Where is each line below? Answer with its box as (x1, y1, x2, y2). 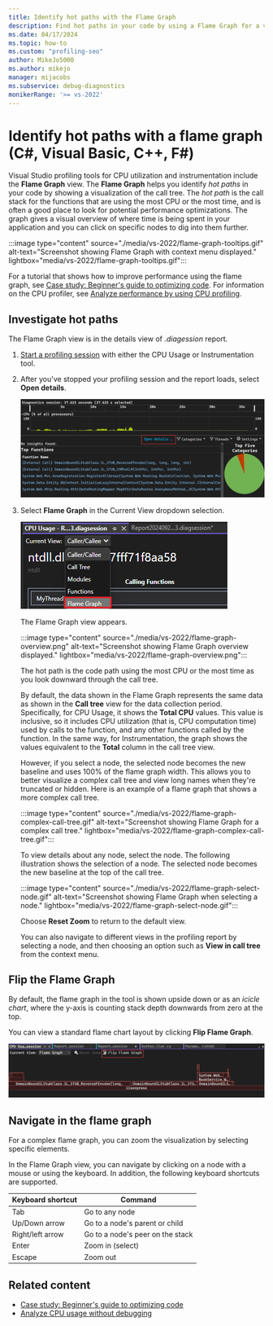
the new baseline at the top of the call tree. (19, 867, 164, 877)
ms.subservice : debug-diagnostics (8, 81, 126, 90)
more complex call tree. (19, 793, 100, 802)
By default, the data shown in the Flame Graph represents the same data (19, 690, 263, 700)
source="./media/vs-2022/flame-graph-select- (102, 883, 260, 893)
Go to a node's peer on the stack (84, 1230, 193, 1240)
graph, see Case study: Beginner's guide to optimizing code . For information (8, 280, 265, 290)
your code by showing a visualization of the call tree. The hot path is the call (8, 188, 264, 198)
